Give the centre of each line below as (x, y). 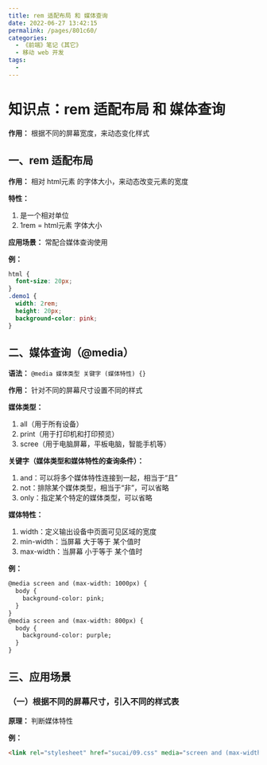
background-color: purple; (67, 636)
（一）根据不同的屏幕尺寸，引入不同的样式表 (94, 702)
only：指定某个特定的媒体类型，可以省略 (86, 498)
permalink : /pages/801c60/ (53, 30)
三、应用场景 (40, 677)
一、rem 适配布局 (51, 161)
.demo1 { (23, 296)
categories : (28, 38)
